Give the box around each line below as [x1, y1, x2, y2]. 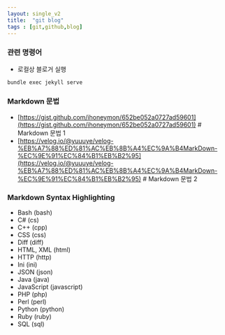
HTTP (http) [17, 253, 52, 262]
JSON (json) [17, 268, 54, 276]
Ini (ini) [17, 260, 38, 269]
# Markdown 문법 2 [143, 174, 198, 183]
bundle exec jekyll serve [7, 78, 82, 86]
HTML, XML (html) [17, 245, 71, 254]
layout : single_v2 [7, 10, 61, 17]
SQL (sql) [17, 320, 45, 329]
